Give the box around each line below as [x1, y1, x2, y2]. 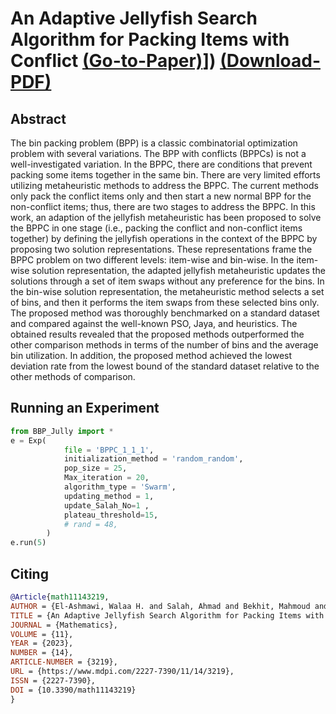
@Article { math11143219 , [10, 592, 110, 602]
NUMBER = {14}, [10, 648, 74, 658]
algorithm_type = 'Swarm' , [63, 482, 177, 492]
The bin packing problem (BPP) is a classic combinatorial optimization [10, 137, 298, 149]
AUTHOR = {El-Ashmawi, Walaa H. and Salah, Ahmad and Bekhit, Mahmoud [10, 601, 311, 611]
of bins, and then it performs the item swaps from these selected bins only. [10, 297, 320, 308]
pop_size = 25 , [63, 463, 128, 474]
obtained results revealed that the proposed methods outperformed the [10, 328, 305, 340]
